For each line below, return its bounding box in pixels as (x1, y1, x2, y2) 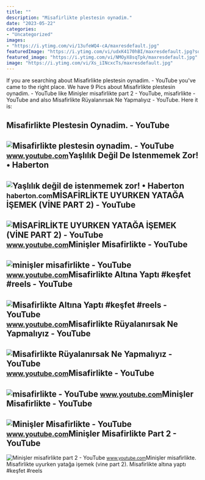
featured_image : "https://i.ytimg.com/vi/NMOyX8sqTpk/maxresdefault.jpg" (6, 54, 198, 60)
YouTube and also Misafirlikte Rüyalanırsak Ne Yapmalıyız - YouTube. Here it (6, 96, 198, 104)
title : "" (6, 9, 32, 15)
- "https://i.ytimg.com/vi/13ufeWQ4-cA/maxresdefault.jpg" (6, 43, 160, 49)
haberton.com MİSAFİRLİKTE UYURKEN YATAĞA (6, 190, 184, 200)
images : (6, 37, 26, 43)
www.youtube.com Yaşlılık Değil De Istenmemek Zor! (6, 150, 199, 161)
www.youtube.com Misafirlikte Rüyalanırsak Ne (6, 319, 178, 329)
